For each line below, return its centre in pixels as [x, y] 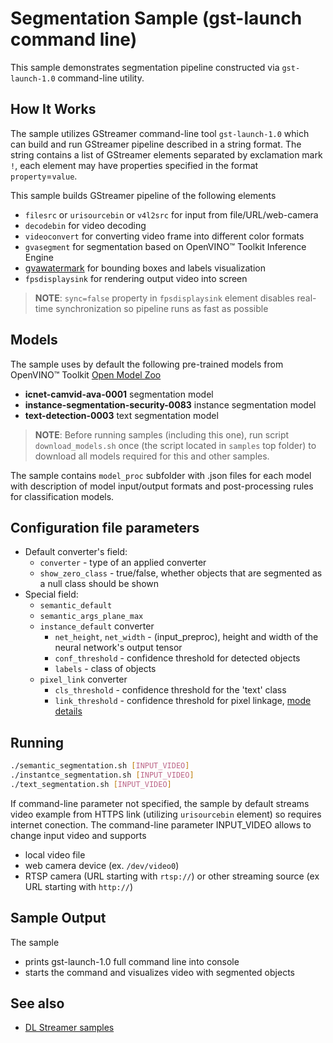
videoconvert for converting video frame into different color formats [164, 236]
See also [37, 1003]
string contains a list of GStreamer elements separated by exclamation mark [166, 154]
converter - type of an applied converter [123, 563]
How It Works [53, 109]
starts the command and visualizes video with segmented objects [159, 972]
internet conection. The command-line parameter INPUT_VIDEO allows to [161, 824]
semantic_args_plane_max [91, 617]
